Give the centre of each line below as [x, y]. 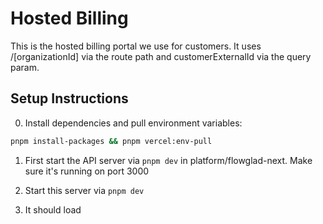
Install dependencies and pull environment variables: [133, 123]
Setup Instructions [69, 98]
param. [25, 67]
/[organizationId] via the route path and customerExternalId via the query [161, 56]
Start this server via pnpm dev [84, 190]
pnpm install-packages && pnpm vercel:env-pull [111, 141]
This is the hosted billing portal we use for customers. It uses [136, 46]
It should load [53, 209]
